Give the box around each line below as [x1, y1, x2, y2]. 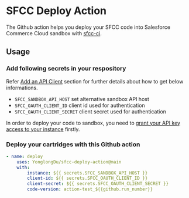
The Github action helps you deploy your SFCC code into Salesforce [6, 24, 171, 31]
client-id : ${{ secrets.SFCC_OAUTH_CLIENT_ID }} [27, 175, 148, 182]
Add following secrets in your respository [6, 65, 126, 73]
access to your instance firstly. [6, 125, 80, 133]
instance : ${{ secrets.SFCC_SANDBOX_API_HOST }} [27, 170, 148, 176]
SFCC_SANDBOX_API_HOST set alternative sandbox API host [14, 95, 149, 102]
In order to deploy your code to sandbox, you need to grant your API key [6, 119, 180, 126]
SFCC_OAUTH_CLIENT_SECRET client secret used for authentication [14, 108, 167, 115]
